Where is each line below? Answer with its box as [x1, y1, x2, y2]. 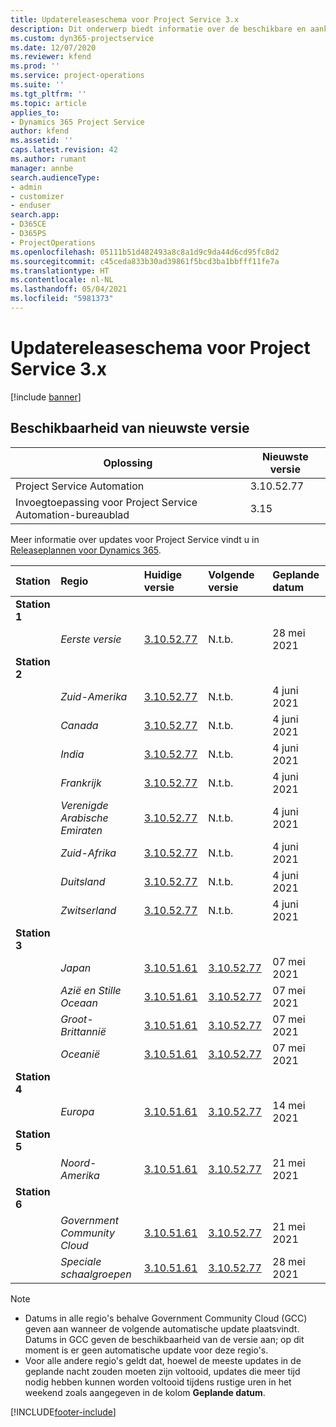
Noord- [60, 1156, 97, 1170]
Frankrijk [60, 776, 102, 790]
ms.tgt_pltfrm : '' [10, 89, 87, 99]
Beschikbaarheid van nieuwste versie [10, 420, 250, 437]
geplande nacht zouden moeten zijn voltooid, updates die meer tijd [24, 1365, 301, 1377]
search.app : [10, 210, 60, 220]
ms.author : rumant [10, 154, 87, 164]
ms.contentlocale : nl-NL [10, 275, 114, 285]
